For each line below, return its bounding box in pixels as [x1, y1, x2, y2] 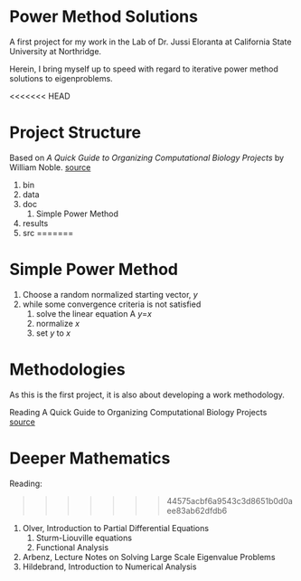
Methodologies [9, 359, 126, 379]
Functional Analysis [35, 541, 109, 553]
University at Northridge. [9, 45, 102, 56]
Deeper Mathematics [9, 448, 171, 468]
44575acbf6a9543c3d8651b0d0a [166, 495, 294, 506]
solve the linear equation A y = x [35, 308, 152, 319]
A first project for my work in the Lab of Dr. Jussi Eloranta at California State [9, 36, 292, 47]
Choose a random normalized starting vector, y [22, 289, 199, 300]
